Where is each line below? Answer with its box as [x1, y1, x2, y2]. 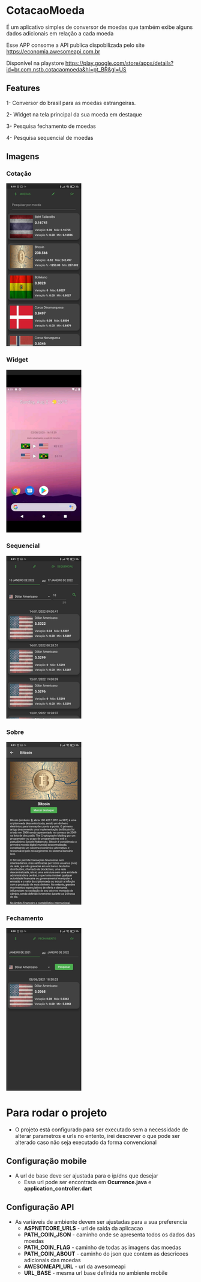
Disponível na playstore [6, 59, 64, 67]
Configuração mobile [6, 1156, 87, 1166]
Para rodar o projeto [6, 1106, 107, 1120]
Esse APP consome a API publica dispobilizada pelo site [6, 41, 145, 49]
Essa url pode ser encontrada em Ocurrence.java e [23, 1178, 152, 1185]
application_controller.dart [23, 1185, 92, 1192]
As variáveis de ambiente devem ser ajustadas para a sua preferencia [14, 1218, 187, 1225]
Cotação [6, 169, 32, 178]
